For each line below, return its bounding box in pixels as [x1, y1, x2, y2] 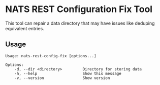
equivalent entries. [5, 25, 44, 31]
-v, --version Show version [14, 75, 110, 80]
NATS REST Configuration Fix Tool [5, 4, 153, 15]
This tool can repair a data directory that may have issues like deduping [5, 20, 155, 26]
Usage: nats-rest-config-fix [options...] [5, 53, 97, 58]
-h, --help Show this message [14, 71, 122, 76]
